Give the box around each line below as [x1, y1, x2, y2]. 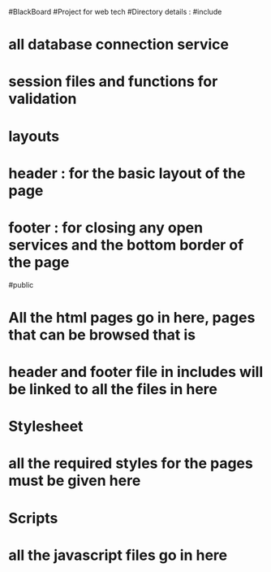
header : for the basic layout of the [8, 164, 246, 182]
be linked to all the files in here [8, 380, 217, 399]
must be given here [8, 471, 141, 490]
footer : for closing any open [8, 219, 204, 236]
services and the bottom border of [8, 236, 244, 254]
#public [8, 279, 34, 289]
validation [8, 89, 77, 108]
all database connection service [8, 36, 230, 54]
